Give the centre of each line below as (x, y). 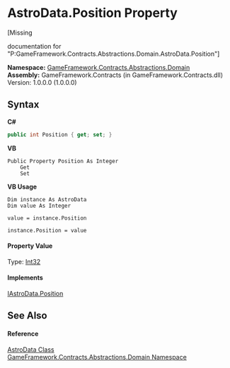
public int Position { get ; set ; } (60, 135)
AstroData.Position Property (93, 13)
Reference (23, 334)
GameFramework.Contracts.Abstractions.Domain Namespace (97, 357)
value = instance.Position (47, 218)
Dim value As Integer (39, 206)
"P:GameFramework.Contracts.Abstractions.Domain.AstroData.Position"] (114, 54)
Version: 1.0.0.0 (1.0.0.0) (42, 82)
